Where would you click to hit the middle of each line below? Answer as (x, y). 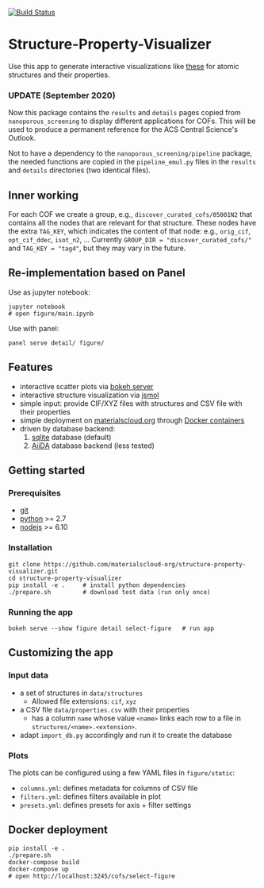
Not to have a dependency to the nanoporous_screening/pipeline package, (130, 153)
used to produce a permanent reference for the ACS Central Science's (123, 129)
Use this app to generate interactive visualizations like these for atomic (124, 66)
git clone (25, 564)
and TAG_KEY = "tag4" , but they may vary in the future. (97, 248)
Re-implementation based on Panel (97, 273)
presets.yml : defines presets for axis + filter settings (105, 805)
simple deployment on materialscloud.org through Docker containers (132, 420)
